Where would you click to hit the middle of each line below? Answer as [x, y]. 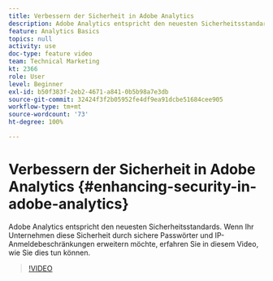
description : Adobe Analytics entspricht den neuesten [103, 24]
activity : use [32, 46]
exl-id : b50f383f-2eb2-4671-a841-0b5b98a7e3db [89, 92]
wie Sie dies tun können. [50, 252]
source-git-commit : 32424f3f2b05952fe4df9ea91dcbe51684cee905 [116, 99]
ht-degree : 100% [36, 122]
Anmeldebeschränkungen [52, 244]
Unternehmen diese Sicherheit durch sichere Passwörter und [111, 235]
